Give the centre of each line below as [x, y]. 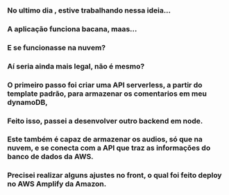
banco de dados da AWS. [50, 157]
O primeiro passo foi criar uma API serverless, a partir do [105, 85]
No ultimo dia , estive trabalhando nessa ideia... [89, 10]
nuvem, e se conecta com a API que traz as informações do [109, 148]
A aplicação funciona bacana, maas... [72, 28]
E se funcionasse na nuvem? [57, 47]
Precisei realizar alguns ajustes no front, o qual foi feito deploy [114, 176]
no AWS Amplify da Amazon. [57, 184]
